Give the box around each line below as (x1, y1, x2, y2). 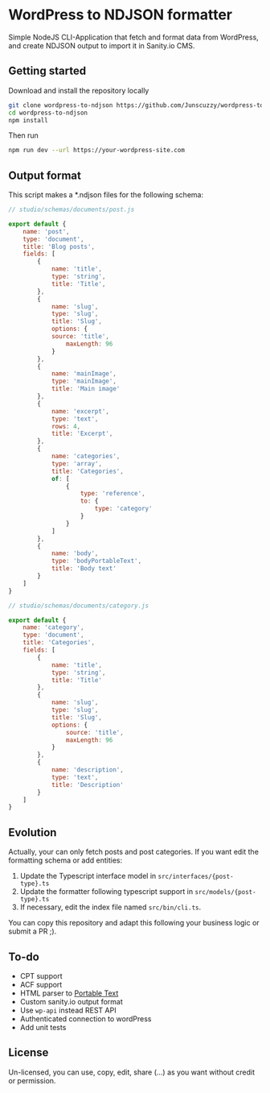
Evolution (8, 826, 57, 839)
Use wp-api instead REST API (19, 1005, 117, 1015)
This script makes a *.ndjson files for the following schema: (8, 190, 203, 200)
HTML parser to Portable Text (19, 988, 119, 998)
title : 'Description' (51, 780, 125, 789)
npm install (8, 116, 48, 124)
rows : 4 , (51, 422, 81, 430)
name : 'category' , (22, 623, 84, 631)
